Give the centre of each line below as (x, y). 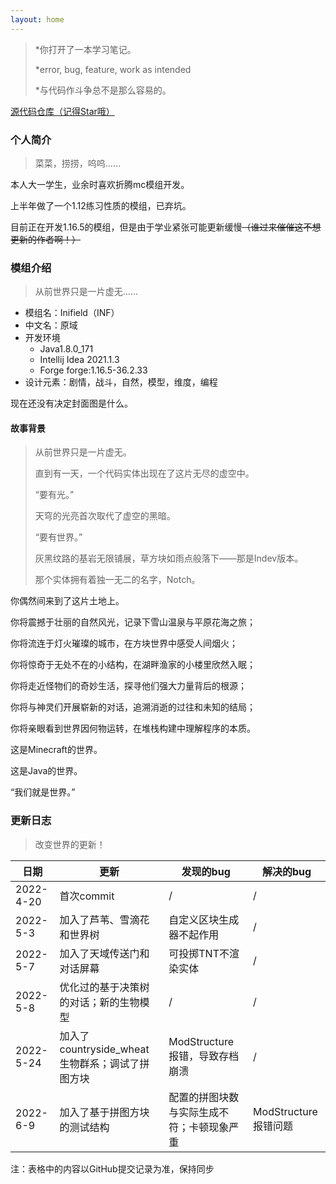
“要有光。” (54, 495)
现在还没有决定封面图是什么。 (71, 403)
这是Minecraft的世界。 (56, 750)
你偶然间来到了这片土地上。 (67, 601)
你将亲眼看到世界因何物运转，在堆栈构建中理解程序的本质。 (133, 728)
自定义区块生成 (204, 919)
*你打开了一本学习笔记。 (85, 49)
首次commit (87, 896)
